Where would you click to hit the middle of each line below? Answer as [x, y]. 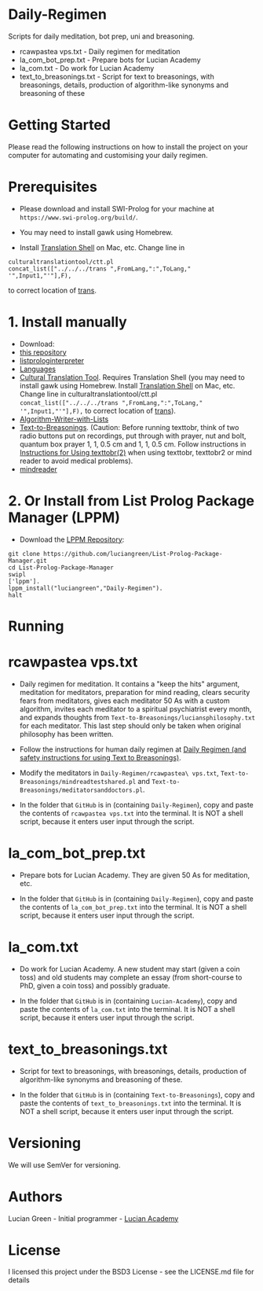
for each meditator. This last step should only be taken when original [130, 726]
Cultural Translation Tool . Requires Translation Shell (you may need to [132, 377]
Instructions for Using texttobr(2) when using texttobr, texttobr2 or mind [136, 452]
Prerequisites [53, 187]
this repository [43, 352]
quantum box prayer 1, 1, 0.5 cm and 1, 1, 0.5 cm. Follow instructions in [133, 444]
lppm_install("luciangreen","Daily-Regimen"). [86, 588]
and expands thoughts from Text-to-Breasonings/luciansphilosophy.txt [137, 717]
